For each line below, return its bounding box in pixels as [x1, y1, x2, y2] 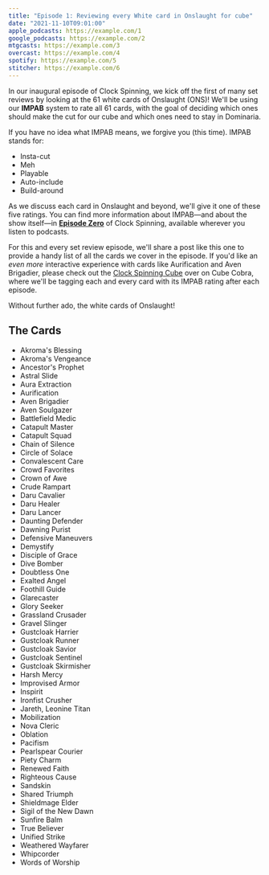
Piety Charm [19, 754, 62, 764]
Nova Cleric [19, 721, 59, 730]
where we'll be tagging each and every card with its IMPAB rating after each [8, 276, 259, 286]
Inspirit [19, 686, 43, 696]
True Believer [19, 823, 64, 832]
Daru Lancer [19, 507, 62, 517]
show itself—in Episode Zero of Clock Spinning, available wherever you [8, 218, 246, 227]
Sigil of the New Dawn [19, 806, 94, 816]
